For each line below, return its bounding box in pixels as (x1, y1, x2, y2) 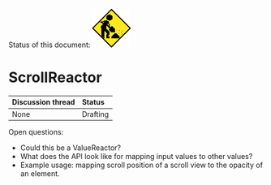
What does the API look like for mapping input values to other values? (19, 152, 253, 161)
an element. (19, 169, 60, 179)
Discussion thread (11, 97, 75, 107)
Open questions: (8, 127, 64, 137)
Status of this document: (8, 40, 91, 49)
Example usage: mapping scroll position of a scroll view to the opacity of (19, 160, 264, 170)
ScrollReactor (8, 68, 103, 87)
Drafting (81, 109, 110, 118)
